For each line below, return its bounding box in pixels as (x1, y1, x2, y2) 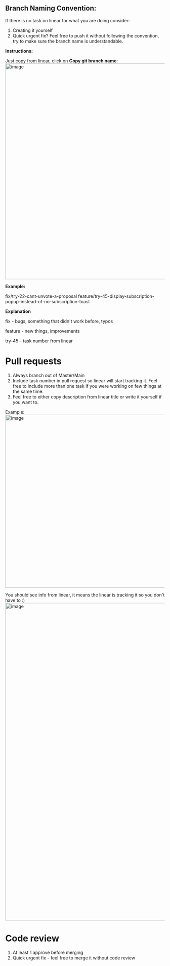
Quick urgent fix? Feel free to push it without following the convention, (12, 32, 159, 38)
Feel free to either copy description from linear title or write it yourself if (12, 393, 162, 399)
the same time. (12, 388, 44, 394)
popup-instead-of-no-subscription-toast (5, 298, 90, 304)
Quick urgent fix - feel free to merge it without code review (12, 954, 136, 961)
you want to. (12, 399, 39, 405)
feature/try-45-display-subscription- (78, 293, 154, 299)
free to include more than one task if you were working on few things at (12, 383, 162, 389)
